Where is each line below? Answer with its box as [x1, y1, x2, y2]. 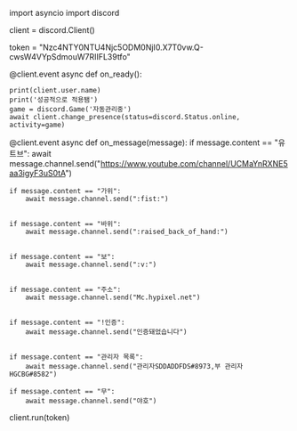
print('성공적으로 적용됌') [9, 95, 99, 104]
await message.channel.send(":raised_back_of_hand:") [25, 227, 229, 236]
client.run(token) [9, 412, 70, 422]
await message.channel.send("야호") [25, 396, 157, 405]
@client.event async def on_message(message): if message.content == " [9, 137, 278, 148]
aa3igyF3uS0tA [9, 168, 66, 178]
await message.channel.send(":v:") [25, 260, 157, 269]
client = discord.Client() [9, 25, 95, 35]
